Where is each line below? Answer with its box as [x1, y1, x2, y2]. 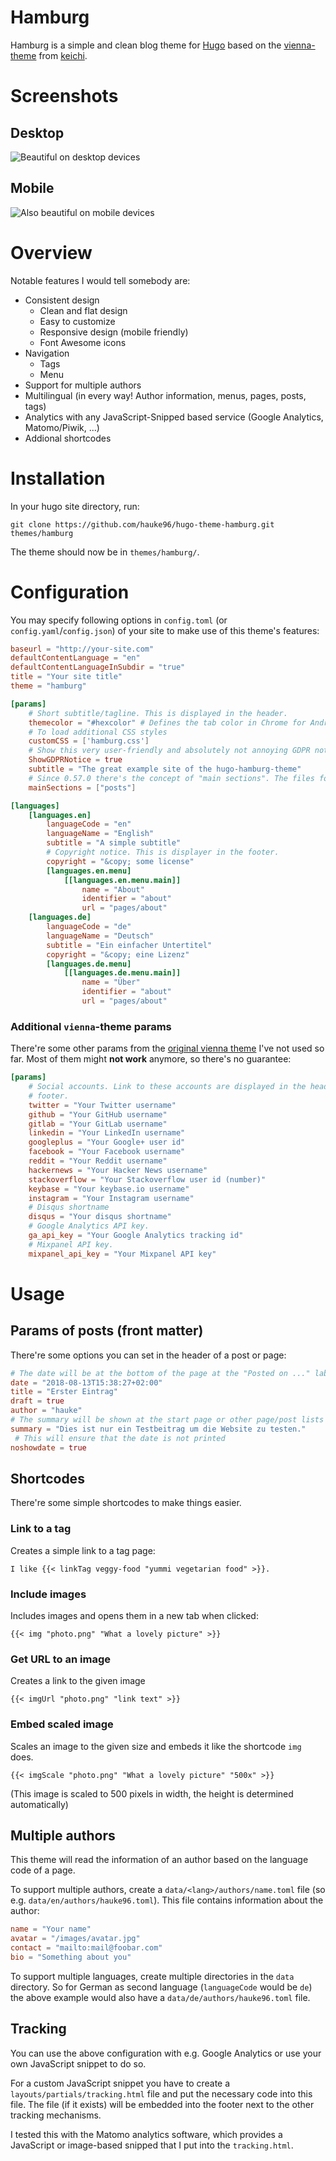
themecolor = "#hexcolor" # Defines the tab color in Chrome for [28, 717, 307, 728]
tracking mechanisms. [10, 2109, 102, 2121]
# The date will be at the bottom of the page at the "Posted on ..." [10, 1368, 311, 1378]
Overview [10, 241, 93, 264]
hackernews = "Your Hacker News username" [28, 1165, 208, 1175]
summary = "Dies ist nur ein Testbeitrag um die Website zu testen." [10, 1424, 307, 1434]
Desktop [10, 124, 65, 141]
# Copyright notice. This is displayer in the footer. [46, 847, 280, 858]
